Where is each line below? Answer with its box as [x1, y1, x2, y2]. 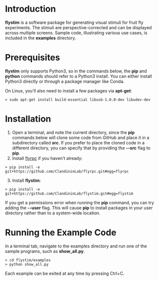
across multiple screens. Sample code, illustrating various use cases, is [5, 30, 148, 35]
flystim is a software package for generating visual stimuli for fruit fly [5, 19, 144, 25]
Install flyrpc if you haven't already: [12, 155, 83, 161]
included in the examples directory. [5, 35, 76, 41]
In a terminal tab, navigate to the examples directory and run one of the [5, 243, 147, 249]
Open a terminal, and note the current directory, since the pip [12, 129, 135, 135]
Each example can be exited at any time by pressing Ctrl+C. [5, 270, 125, 276]
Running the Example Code [5, 227, 116, 238]
